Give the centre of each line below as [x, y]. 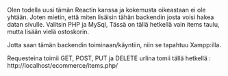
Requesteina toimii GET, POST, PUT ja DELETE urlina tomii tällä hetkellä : [109, 58]
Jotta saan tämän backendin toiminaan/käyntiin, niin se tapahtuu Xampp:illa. [114, 45]
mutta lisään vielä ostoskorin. [48, 31]
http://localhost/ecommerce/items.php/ [63, 65]
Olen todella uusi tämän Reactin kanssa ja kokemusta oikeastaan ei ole [106, 10]
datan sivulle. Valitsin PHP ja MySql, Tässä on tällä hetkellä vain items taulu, [114, 24]
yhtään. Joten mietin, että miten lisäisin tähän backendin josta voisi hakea [111, 17]
